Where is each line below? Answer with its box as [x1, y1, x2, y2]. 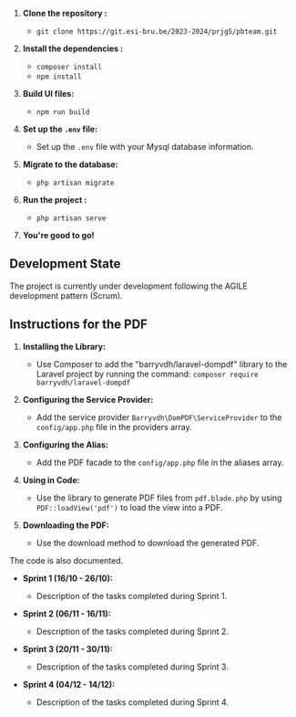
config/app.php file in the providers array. [36, 421, 193, 432]
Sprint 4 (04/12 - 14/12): [22, 679, 116, 690]
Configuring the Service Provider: [22, 394, 154, 405]
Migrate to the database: [22, 159, 118, 170]
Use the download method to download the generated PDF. [36, 537, 260, 548]
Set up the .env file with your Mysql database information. [36, 142, 254, 152]
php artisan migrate [36, 178, 115, 187]
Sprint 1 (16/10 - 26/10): [22, 573, 114, 584]
